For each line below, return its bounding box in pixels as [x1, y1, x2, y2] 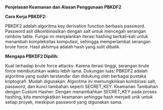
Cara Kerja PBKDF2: [5, 14, 47, 19]
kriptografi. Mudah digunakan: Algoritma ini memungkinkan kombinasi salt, [5, 78, 157, 84]
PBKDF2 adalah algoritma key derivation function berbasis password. [5, 23, 146, 29]
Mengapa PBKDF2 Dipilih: [5, 53, 59, 59]
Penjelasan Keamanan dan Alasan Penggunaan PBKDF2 [5, 4, 122, 10]
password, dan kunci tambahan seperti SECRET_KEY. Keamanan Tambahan [5, 84, 158, 89]
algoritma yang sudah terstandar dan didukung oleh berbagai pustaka [5, 73, 146, 79]
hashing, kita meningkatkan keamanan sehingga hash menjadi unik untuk [5, 94, 153, 100]
